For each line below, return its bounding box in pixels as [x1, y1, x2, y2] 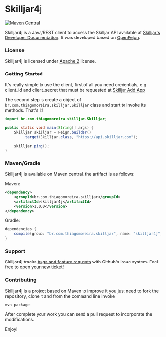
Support [5, 248, 26, 255]
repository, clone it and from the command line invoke [5, 293, 115, 299]
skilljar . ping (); [14, 144, 50, 149]
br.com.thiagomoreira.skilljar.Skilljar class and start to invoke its [5, 102, 146, 108]
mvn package [5, 302, 30, 307]
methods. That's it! [5, 107, 43, 113]
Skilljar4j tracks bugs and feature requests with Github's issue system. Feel [5, 259, 158, 265]
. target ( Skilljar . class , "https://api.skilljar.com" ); [23, 135, 138, 140]
